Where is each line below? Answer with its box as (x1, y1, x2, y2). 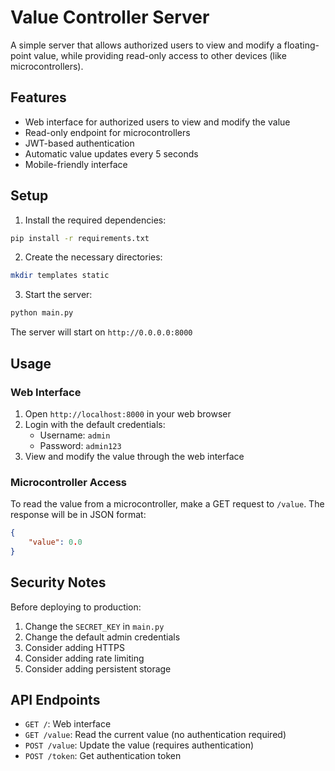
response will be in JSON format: (10, 509, 147, 521)
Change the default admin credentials (24, 631, 181, 643)
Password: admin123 (39, 439, 122, 451)
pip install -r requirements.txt (10, 233, 150, 243)
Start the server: (24, 289, 93, 301)
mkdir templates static (10, 271, 110, 281)
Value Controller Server (10, 6, 210, 29)
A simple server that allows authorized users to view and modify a (10, 39, 282, 51)
